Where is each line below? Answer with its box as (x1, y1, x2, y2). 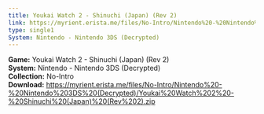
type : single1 (8, 26, 55, 34)
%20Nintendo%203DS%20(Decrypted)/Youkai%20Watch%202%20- (8, 88, 234, 98)
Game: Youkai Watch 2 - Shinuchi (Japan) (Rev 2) (8, 55, 170, 64)
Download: (8, 80, 45, 90)
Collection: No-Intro (8, 72, 75, 81)
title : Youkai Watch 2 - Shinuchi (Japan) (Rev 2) (8, 11, 178, 20)
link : (8, 19, 26, 27)
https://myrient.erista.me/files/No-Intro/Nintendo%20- (46, 80, 222, 90)
